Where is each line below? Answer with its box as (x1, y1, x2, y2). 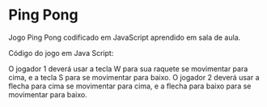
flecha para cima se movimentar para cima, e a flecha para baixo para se (8, 81, 252, 91)
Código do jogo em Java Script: (8, 48, 114, 58)
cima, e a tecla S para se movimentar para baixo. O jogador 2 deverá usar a (8, 72, 260, 82)
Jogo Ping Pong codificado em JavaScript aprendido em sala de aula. (8, 32, 241, 42)
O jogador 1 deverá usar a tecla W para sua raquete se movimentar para (8, 63, 248, 74)
